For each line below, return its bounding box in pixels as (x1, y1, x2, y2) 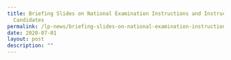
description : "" (7, 42, 54, 49)
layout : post (7, 36, 45, 43)
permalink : (7, 23, 38, 30)
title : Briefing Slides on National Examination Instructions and (7, 10, 201, 17)
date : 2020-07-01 (7, 29, 57, 37)
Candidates (13, 17, 45, 23)
